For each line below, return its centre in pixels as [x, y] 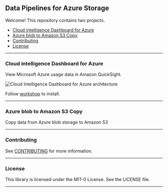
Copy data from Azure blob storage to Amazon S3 [57, 122]
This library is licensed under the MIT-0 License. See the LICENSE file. [77, 179]
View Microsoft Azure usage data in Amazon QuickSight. [63, 74]
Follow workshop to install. [32, 94]
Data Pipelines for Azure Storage [57, 8]
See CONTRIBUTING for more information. [49, 151]
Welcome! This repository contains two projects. [55, 20]
